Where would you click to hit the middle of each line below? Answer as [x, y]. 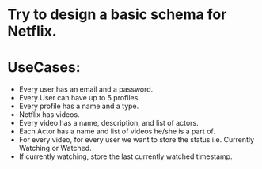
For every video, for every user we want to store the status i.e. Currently [137, 140]
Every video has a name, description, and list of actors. [108, 123]
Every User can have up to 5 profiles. [79, 98]
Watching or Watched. [55, 148]
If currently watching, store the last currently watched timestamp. [125, 156]
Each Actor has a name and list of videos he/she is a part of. [117, 131]
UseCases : [44, 68]
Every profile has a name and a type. [79, 106]
